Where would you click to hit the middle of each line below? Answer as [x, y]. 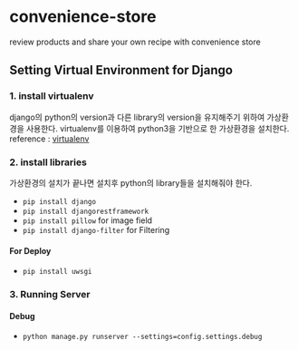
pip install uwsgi [57, 272]
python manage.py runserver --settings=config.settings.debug [142, 337]
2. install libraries [48, 162]
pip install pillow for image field [87, 220]
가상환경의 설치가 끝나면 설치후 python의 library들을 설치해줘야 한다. [131, 182]
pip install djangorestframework [86, 211]
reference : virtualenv [49, 139]
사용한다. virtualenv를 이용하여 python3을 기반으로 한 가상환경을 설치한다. [158, 128]
